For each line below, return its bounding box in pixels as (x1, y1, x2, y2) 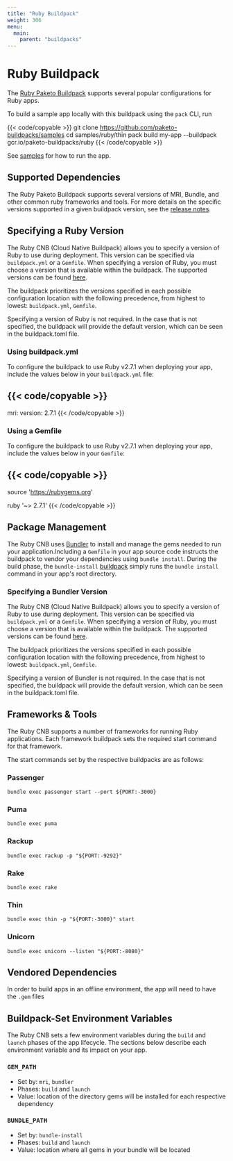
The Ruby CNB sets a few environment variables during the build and (7, 1031, 206, 1039)
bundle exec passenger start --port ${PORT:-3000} (7, 788, 157, 796)
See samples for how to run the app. (7, 152, 111, 160)
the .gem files (7, 992, 45, 1001)
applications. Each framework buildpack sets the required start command (7, 734, 217, 742)
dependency (17, 1099, 54, 1107)
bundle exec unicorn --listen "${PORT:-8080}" (7, 948, 144, 955)
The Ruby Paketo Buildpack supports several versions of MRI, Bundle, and (7, 190, 220, 198)
